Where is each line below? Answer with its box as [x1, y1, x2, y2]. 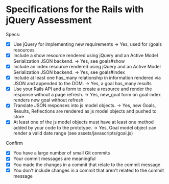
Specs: [6, 31, 21, 37]
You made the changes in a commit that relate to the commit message [13, 162, 160, 168]
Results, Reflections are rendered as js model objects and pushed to [13, 108, 157, 114]
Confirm [6, 140, 23, 146]
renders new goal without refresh [13, 97, 84, 103]
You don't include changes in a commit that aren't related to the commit [13, 167, 164, 173]
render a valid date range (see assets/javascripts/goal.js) [13, 130, 133, 136]
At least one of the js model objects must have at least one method [13, 119, 154, 125]
